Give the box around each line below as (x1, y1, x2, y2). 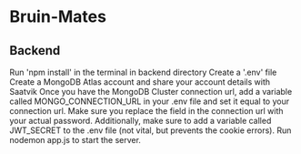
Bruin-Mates (9, 6, 107, 27)
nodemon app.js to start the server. (9, 135, 141, 145)
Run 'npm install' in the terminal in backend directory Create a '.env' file (9, 67, 277, 77)
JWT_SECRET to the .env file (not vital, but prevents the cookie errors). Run (9, 125, 292, 136)
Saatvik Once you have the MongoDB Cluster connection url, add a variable (9, 87, 293, 97)
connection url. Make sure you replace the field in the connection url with (9, 106, 284, 116)
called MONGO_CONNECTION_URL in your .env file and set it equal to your (9, 96, 289, 107)
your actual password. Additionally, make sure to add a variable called (9, 116, 272, 126)
